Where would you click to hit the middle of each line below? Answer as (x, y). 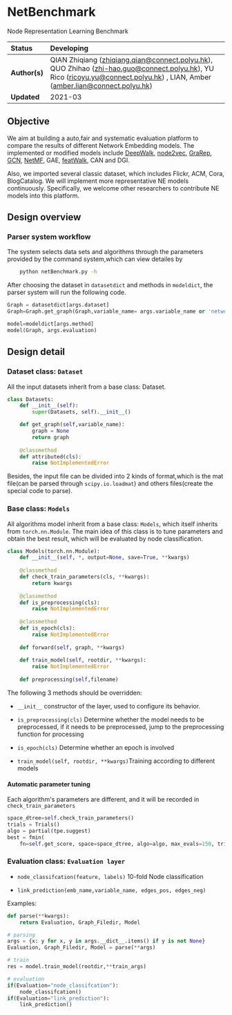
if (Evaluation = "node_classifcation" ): (63, 985)
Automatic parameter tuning (49, 784)
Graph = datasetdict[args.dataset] (58, 305)
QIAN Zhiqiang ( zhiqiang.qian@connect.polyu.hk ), (131, 59)
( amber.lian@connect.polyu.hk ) (101, 86)
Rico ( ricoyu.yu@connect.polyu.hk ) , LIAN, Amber (131, 77)
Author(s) (27, 72)
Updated (25, 97)
